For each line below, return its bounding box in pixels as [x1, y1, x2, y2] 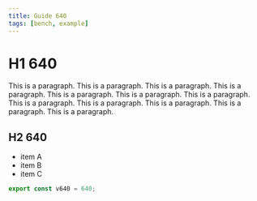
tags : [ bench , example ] [8, 19, 89, 28]
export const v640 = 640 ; [8, 185, 96, 193]
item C [19, 169, 43, 179]
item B [19, 160, 42, 170]
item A [19, 152, 42, 162]
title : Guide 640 [8, 11, 67, 20]
